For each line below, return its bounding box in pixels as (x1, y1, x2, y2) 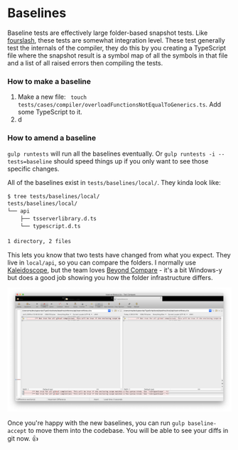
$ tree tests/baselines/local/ (7, 193, 100, 200)
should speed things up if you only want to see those (53, 156, 209, 165)
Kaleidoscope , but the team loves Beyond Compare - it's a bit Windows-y (7, 265, 222, 274)
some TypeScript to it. (17, 108, 83, 117)
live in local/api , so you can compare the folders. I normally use (7, 258, 197, 267)
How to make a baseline (7, 76, 91, 86)
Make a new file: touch (17, 92, 87, 101)
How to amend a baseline (7, 133, 97, 143)
